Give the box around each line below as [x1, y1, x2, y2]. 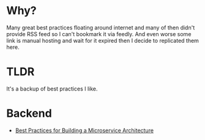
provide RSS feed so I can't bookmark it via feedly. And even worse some [6, 30, 192, 37]
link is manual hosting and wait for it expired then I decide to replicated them [6, 37, 199, 44]
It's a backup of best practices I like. [6, 85, 98, 92]
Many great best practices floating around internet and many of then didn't [6, 24, 195, 31]
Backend [6, 106, 52, 120]
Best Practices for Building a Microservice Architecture [15, 127, 154, 134]
